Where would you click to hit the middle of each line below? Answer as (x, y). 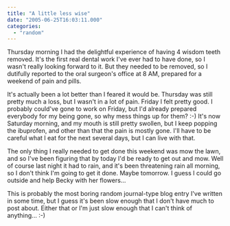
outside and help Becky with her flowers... (67, 180)
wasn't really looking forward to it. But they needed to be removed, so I (107, 66)
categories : (24, 26)
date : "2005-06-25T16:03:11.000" (55, 20)
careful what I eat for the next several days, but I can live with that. (101, 138)
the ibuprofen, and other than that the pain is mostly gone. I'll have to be (109, 131)
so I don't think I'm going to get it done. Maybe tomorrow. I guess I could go (114, 173)
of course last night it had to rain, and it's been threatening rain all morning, (114, 166)
